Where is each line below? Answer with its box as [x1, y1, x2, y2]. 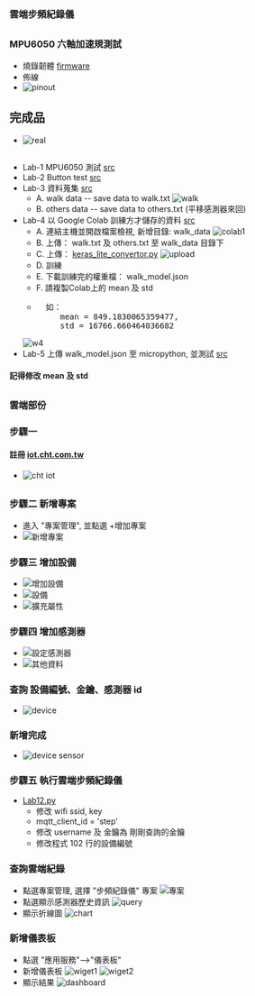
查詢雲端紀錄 [9, 863, 66, 875]
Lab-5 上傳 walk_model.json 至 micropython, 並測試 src [22, 348, 228, 359]
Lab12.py [22, 795, 57, 806]
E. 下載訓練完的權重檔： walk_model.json [35, 270, 189, 281]
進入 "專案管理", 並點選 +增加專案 [22, 520, 147, 531]
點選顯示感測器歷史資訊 [22, 896, 110, 907]
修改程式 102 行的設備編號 [35, 838, 133, 849]
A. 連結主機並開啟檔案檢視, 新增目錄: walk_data [35, 225, 211, 236]
